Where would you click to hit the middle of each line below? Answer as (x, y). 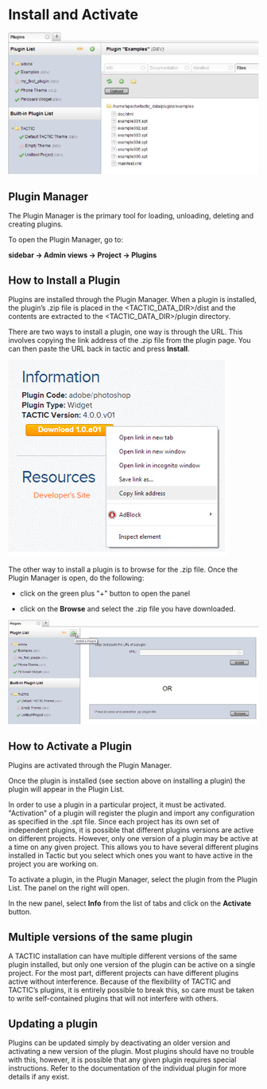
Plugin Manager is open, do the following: (76, 578)
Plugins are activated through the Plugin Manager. (90, 765)
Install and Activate (74, 15)
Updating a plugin (53, 1023)
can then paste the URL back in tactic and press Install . (99, 348)
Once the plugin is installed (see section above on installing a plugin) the (127, 781)
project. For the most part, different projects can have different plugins (124, 973)
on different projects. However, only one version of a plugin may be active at (133, 839)
